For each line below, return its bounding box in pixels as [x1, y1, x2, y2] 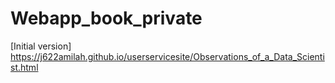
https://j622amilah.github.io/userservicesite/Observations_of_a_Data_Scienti [10, 50, 325, 62]
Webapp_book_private [10, 7, 203, 30]
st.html [10, 61, 39, 73]
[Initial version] [10, 40, 72, 52]
